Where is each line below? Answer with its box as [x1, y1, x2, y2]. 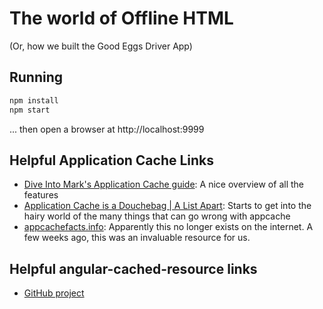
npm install [9, 95, 59, 106]
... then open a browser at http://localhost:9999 [9, 123, 205, 135]
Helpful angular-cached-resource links [9, 260, 258, 277]
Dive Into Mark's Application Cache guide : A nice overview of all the [23, 178, 304, 191]
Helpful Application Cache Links [9, 152, 215, 169]
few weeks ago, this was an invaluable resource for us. [23, 232, 251, 244]
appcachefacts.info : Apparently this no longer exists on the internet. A [23, 221, 314, 233]
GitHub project [23, 287, 85, 299]
